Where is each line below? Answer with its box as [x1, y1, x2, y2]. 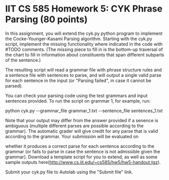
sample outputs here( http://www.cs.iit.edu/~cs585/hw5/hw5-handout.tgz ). [5, 159, 161, 165]
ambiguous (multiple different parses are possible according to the [5, 123, 144, 129]
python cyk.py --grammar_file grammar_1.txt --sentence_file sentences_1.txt [5, 108, 163, 114]
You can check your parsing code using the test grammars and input [5, 93, 148, 99]
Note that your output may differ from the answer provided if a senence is [5, 117, 158, 123]
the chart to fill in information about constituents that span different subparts [5, 51, 164, 58]
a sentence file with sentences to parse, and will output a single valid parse [5, 72, 161, 78]
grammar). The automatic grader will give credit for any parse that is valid [5, 128, 158, 134]
